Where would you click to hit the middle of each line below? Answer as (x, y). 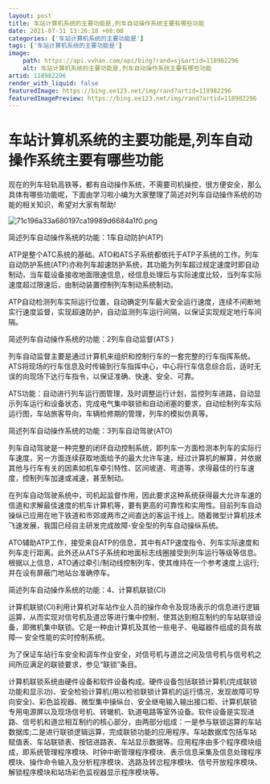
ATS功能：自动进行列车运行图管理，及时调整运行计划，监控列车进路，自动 (131, 394)
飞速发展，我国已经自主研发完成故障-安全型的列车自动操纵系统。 (116, 525)
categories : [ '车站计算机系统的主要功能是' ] (76, 38)
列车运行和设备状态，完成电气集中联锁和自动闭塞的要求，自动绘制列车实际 (138, 404)
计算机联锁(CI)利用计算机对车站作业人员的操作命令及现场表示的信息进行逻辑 (134, 607)
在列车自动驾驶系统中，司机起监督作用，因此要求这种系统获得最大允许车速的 (135, 496)
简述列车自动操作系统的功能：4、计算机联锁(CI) (87, 590)
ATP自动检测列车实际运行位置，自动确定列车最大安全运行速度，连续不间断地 (135, 302)
